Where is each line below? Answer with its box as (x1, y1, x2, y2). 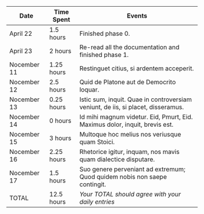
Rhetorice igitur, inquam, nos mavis (79, 148, 180, 156)
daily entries (79, 198, 115, 206)
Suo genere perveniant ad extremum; (79, 165, 186, 173)
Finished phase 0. (79, 30, 131, 38)
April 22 (9, 30, 32, 38)
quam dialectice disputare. (79, 155, 155, 163)
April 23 (9, 47, 32, 55)
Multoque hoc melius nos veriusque (79, 130, 182, 138)
